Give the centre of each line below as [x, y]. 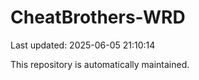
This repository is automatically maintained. [100, 64]
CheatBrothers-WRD [98, 17]
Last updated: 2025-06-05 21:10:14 [83, 45]
